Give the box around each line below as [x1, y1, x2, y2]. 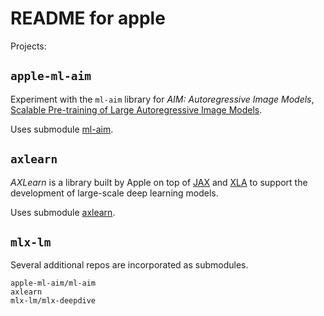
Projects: [10, 40, 47, 52]
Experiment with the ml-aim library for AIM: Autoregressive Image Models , [10, 93, 315, 105]
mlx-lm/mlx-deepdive [10, 296, 97, 306]
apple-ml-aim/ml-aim [10, 278, 97, 289]
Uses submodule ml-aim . [10, 123, 114, 135]
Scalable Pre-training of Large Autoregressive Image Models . [10, 103, 263, 116]
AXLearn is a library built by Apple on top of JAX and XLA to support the [10, 176, 308, 188]
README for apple [10, 7, 166, 30]
